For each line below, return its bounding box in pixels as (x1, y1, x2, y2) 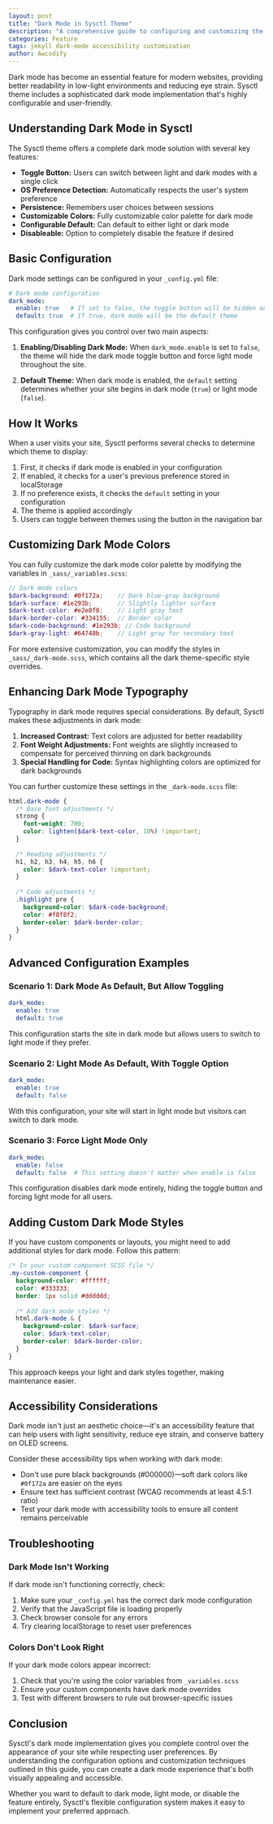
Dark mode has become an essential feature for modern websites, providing (8, 72, 263, 81)
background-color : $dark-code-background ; (23, 903, 169, 911)
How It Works (8, 416, 79, 430)
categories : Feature (8, 34, 79, 43)
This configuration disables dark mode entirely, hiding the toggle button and (8, 1183, 262, 1193)
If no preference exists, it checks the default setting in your (19, 488, 221, 498)
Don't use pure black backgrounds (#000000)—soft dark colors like (19, 1470, 248, 1480)
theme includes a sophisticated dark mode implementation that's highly (8, 90, 248, 99)
